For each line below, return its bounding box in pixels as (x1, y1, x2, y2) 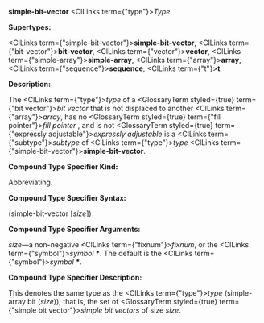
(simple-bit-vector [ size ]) (8, 209, 92, 218)
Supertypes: (8, 23, 52, 31)
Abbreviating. (8, 177, 53, 187)
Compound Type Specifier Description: (8, 273, 142, 282)
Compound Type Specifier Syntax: (8, 193, 126, 202)
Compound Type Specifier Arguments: (8, 225, 141, 234)
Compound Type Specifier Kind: (8, 162, 118, 172)
